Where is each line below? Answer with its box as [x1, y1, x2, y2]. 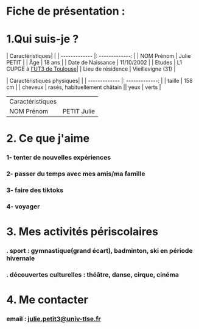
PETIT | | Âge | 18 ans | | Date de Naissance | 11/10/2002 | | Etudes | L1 [6, 59, 183, 66]
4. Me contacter [6, 293, 88, 307]
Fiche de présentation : [6, 4, 126, 18]
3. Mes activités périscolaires [6, 225, 158, 239]
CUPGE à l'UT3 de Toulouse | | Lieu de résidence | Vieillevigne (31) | [6, 65, 176, 73]
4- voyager [6, 202, 40, 211]
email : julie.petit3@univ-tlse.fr [6, 315, 102, 324]
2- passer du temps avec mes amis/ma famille [6, 169, 145, 178]
